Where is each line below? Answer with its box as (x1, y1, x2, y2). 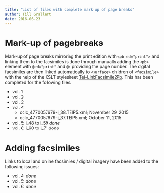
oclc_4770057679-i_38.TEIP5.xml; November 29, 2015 (19, 109, 129, 115)
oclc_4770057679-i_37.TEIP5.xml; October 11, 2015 (19, 115, 122, 121)
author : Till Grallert (5, 12, 51, 17)
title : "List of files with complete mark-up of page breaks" (5, 7, 135, 12)
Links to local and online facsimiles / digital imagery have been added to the (5, 158, 158, 164)
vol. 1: (12, 89, 24, 95)
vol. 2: (12, 94, 25, 100)
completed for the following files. (5, 79, 72, 86)
